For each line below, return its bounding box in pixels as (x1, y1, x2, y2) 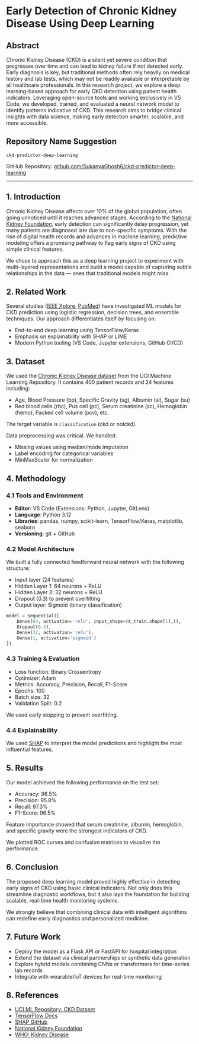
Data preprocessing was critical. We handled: (6, 432, 117, 439)
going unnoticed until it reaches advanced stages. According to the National (6, 214, 192, 221)
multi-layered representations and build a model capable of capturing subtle (6, 263, 192, 270)
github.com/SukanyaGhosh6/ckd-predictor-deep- (53, 162, 176, 170)
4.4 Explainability (6, 726, 58, 734)
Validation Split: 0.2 (14, 699, 62, 706)
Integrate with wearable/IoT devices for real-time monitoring (14, 973, 162, 980)
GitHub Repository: (6, 162, 53, 170)
